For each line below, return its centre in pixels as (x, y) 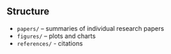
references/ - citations (50, 43)
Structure (28, 12)
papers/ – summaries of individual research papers (90, 28)
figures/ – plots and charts (56, 36)
